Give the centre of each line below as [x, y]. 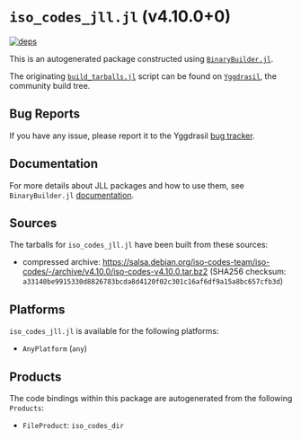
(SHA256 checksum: [248, 272]
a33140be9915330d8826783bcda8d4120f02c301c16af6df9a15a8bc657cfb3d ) [153, 281]
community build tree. [50, 85]
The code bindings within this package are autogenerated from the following [151, 398]
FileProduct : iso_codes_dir [73, 425]
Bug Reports [45, 114]
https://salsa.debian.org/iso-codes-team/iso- [186, 262]
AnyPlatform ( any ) [55, 348]
